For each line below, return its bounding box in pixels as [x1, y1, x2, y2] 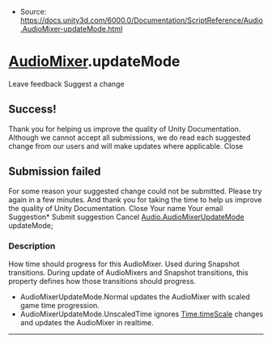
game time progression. [19, 300, 100, 310]
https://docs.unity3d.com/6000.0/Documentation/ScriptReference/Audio [19, 15, 263, 25]
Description [8, 240, 56, 252]
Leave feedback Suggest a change [8, 78, 125, 88]
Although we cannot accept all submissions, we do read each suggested [8, 133, 251, 142]
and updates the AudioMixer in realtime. [19, 317, 154, 327]
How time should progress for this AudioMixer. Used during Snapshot [8, 259, 240, 269]
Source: [19, 7, 47, 16]
